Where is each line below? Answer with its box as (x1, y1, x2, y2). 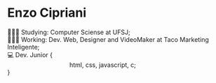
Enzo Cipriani (7, 5, 87, 21)
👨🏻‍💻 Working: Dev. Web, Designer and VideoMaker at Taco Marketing (7, 35, 209, 43)
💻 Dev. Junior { (7, 50, 53, 59)
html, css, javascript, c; (69, 61, 137, 69)
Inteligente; (7, 43, 40, 51)
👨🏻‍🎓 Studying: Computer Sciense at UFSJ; (7, 28, 131, 36)
